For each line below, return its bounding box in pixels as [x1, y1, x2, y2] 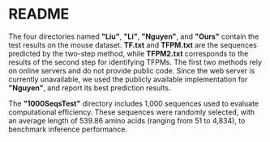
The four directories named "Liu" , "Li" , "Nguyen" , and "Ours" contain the [8, 31, 259, 41]
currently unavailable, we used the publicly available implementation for [8, 74, 248, 84]
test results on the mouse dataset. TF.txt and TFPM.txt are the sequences [8, 40, 257, 49]
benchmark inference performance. [8, 124, 128, 134]
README [8, 5, 70, 23]
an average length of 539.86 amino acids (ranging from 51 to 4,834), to [8, 115, 246, 125]
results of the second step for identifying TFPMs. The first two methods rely [8, 57, 262, 67]
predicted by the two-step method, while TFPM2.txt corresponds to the [8, 48, 249, 58]
